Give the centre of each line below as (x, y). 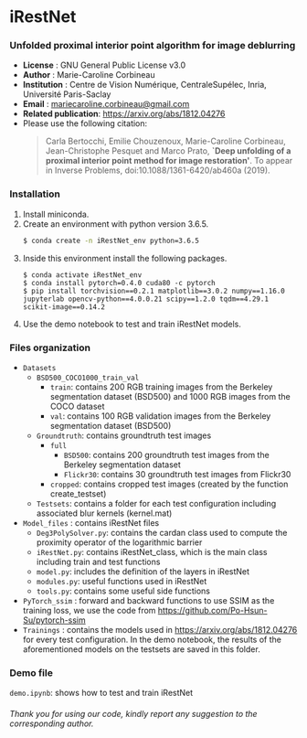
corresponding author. (52, 723)
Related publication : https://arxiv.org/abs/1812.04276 (124, 114)
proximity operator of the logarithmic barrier (119, 542)
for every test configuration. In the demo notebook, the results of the (152, 639)
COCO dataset (77, 406)
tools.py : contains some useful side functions (123, 591)
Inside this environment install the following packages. (125, 258)
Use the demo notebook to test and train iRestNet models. (132, 324)
